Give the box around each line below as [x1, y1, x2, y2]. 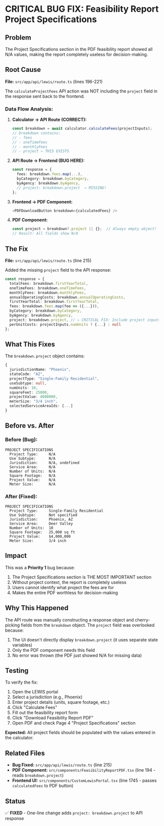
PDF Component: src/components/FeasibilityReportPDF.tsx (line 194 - [12, 767, 156, 773]
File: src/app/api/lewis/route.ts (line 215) [5, 258, 92, 264]
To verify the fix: [5, 679, 38, 686]
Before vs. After [5, 422, 54, 430]
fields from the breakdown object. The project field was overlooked [20, 622, 155, 628]
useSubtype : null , [9, 381, 47, 386]
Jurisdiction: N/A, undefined [9, 460, 80, 465]
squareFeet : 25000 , [9, 390, 49, 395]
